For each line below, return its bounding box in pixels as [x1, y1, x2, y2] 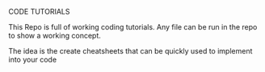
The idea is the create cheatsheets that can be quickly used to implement [8, 46, 253, 55]
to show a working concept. [8, 31, 101, 40]
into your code [8, 55, 57, 64]
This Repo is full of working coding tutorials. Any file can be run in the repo [8, 22, 258, 31]
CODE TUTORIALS [8, 7, 70, 16]
